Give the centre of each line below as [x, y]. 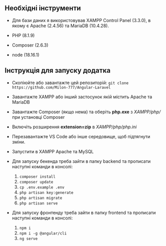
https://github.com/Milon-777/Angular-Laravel [61, 87]
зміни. [18, 142]
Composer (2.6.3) [30, 45]
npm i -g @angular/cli [43, 233]
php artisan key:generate [46, 192]
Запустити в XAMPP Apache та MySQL [53, 151]
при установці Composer [38, 117]
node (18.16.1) [25, 55]
